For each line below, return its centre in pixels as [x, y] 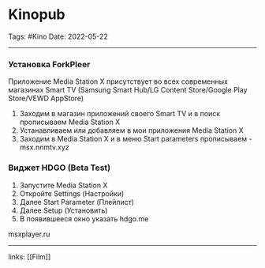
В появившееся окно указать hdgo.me [84, 218]
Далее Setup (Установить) [63, 210]
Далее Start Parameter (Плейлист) [77, 202]
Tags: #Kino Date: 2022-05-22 [58, 36]
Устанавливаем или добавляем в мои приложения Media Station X [132, 130]
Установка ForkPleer [49, 64]
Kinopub [37, 15]
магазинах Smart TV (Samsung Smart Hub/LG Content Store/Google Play [128, 90]
